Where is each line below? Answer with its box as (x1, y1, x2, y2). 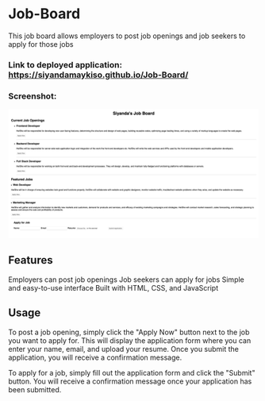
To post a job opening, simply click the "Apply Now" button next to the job (8, 327, 250, 337)
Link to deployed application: (8, 59, 123, 70)
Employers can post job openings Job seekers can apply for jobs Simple (8, 275, 244, 284)
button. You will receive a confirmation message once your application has (8, 376, 252, 386)
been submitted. (8, 384, 62, 394)
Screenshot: (8, 91, 57, 102)
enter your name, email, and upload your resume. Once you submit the (8, 344, 240, 353)
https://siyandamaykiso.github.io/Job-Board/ (8, 69, 189, 80)
